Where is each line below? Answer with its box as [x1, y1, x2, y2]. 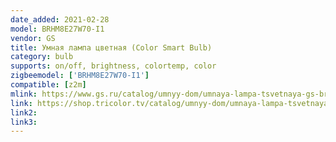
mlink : [10, 89, 38, 99]
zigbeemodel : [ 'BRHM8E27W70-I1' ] [10, 71, 150, 81]
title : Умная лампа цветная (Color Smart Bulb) [10, 42, 213, 53]
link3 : [10, 117, 38, 127]
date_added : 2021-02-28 [10, 14, 110, 25]
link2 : [10, 107, 38, 118]
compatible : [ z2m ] [10, 80, 87, 90]
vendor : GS [10, 33, 56, 43]
